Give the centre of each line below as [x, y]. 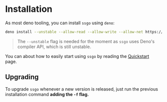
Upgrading [22, 77]
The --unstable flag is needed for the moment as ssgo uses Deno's [86, 41]
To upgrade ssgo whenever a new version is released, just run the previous [82, 89]
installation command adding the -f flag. [47, 94]
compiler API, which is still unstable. [54, 47]
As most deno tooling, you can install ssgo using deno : [60, 23]
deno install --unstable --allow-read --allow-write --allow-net [74, 32]
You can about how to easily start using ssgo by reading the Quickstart [77, 56]
